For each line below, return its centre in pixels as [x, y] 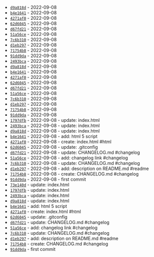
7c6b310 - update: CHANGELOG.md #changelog [60, 233]
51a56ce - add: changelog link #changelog [54, 228]
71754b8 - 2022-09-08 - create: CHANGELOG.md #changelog [74, 174]
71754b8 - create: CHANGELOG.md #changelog [59, 244]
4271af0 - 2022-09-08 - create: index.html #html [61, 142]
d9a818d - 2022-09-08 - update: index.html [55, 131]
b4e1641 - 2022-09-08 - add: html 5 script [54, 136]
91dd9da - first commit [33, 249]
